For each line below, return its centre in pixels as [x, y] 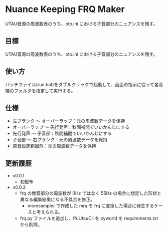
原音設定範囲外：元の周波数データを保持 [54, 146]
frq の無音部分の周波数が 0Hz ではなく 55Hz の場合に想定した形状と [91, 193]
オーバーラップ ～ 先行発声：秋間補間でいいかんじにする [71, 127]
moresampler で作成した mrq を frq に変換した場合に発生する [91, 206]
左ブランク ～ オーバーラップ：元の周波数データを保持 [69, 121]
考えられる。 [50, 212]
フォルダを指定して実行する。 [45, 91]
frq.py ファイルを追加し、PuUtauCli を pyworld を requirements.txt [89, 218]
